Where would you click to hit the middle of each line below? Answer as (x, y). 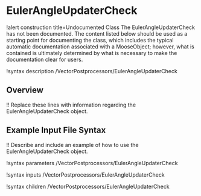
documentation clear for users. (45, 59)
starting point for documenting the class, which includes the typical (90, 40)
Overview (25, 90)
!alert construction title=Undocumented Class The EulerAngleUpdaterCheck (101, 27)
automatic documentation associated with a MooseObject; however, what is (100, 47)
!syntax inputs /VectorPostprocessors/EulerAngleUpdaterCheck (85, 175)
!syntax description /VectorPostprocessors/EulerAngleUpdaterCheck (92, 71)
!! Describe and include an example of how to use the (72, 145)
